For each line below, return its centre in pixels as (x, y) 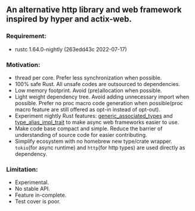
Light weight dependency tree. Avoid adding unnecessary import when (102, 97)
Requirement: (26, 36)
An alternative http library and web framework (94, 10)
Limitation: (22, 169)
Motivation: (23, 65)
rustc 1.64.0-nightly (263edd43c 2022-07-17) (71, 49)
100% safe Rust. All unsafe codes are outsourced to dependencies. (97, 84)
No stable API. (32, 189)
